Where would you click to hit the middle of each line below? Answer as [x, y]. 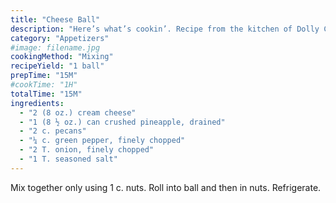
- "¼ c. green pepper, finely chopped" [102, 141]
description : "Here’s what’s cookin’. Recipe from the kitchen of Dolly [165, 29]
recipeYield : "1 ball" [57, 66]
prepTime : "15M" [44, 76]
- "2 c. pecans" [53, 131]
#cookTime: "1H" [44, 85]
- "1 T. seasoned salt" [68, 159]
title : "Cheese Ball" [55, 19]
